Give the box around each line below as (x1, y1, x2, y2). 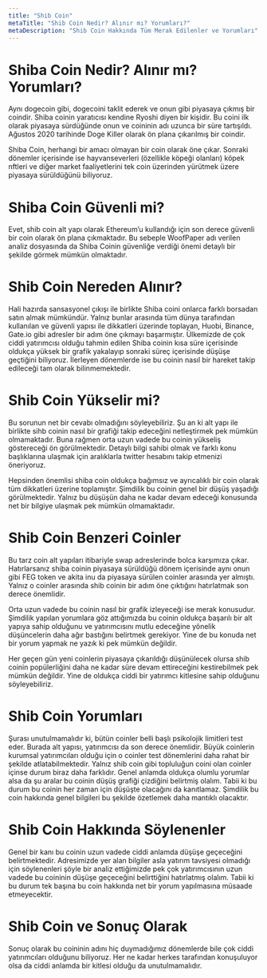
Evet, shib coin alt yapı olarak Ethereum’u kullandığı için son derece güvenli (8, 225, 255, 234)
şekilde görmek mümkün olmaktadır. (8, 250, 128, 260)
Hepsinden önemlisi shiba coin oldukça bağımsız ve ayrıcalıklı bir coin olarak (8, 476, 260, 485)
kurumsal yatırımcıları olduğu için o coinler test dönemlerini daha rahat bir (8, 751, 249, 760)
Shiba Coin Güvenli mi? (8, 198, 165, 216)
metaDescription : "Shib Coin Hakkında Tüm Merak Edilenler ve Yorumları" (8, 26, 259, 34)
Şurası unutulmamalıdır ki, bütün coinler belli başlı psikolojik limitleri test (8, 734, 243, 743)
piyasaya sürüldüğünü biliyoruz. (8, 171, 113, 180)
